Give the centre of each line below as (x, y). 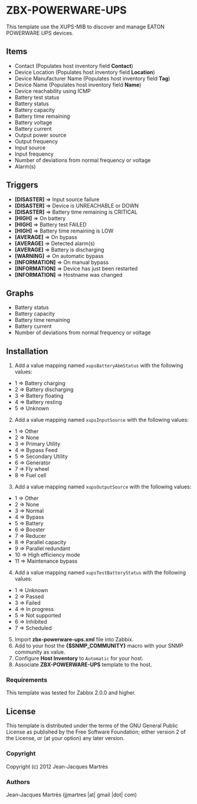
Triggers (22, 185)
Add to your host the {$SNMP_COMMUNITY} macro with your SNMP (99, 646)
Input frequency (34, 154)
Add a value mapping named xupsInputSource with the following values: (101, 420)
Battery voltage (33, 122)
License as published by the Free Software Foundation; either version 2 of (96, 732)
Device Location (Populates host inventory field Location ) (85, 72)
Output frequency (36, 141)
